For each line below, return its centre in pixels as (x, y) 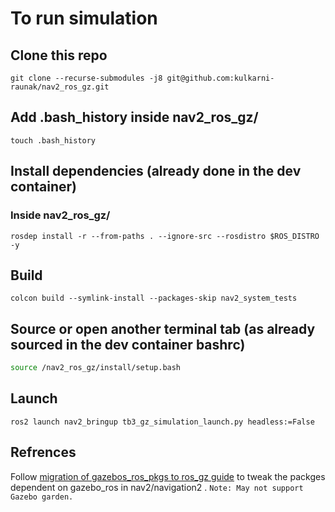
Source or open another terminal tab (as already (163, 328)
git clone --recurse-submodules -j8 (86, 78)
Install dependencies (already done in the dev (156, 171)
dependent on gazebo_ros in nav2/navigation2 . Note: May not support (157, 487)
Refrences (43, 452)
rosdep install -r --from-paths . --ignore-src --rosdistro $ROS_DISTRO (165, 236)
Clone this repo (59, 55)
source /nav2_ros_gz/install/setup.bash (96, 368)
